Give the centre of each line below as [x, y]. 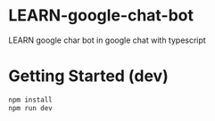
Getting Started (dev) [88, 76]
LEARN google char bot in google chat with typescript [107, 40]
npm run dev [30, 108]
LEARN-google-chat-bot [101, 16]
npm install [30, 100]
